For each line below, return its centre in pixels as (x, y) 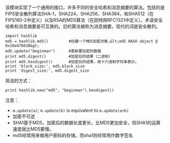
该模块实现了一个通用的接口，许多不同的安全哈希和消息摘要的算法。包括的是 (85, 7)
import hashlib (21, 36)
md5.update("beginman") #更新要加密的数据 (53, 51)
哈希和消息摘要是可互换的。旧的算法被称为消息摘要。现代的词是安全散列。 (83, 26)
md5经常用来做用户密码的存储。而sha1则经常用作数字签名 (73, 135)
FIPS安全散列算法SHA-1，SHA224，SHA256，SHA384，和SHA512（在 (80, 14)
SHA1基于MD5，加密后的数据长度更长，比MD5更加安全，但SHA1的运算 (87, 123)
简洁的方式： (18, 81)
